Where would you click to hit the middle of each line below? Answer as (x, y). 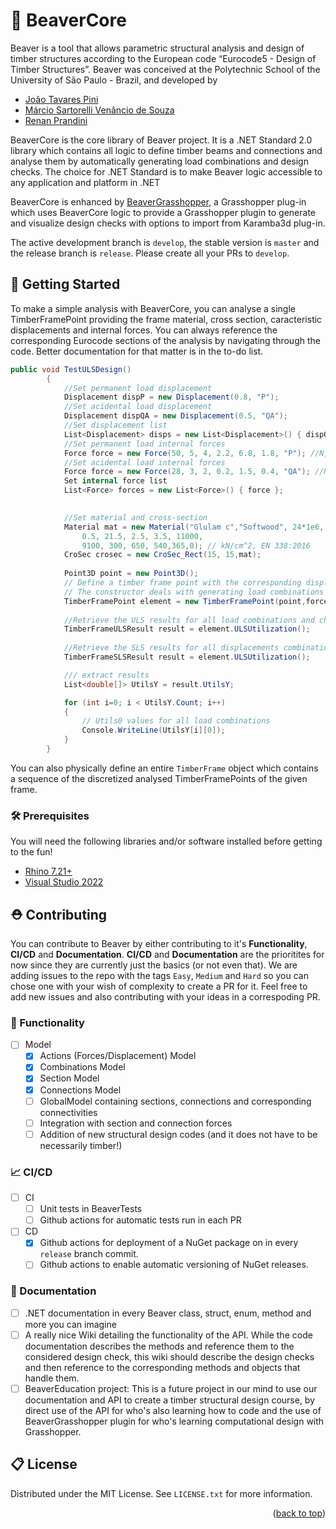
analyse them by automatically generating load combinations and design (159, 161)
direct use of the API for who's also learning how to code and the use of (173, 1410)
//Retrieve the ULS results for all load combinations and (189, 620)
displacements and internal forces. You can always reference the (144, 330)
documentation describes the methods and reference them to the (159, 1346)
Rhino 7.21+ (48, 871)
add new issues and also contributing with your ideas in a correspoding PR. (165, 996)
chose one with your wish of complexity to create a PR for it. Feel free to (159, 986)
